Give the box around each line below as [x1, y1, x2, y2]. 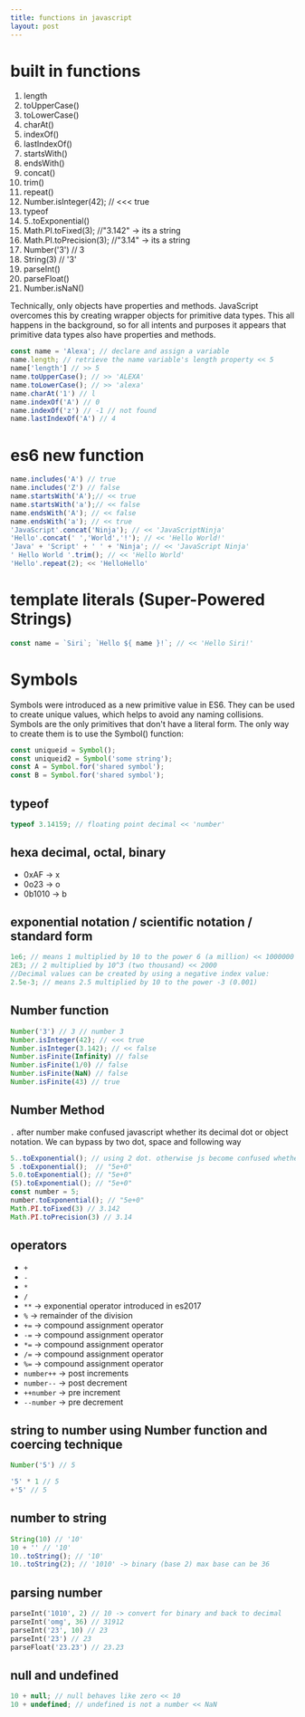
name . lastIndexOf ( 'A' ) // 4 [10, 414, 117, 424]
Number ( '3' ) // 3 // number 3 [10, 1027, 125, 1036]
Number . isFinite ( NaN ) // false [10, 1070, 129, 1079]
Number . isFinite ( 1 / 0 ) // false [10, 1060, 129, 1070]
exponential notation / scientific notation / [10, 915, 253, 930]
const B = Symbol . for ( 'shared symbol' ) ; [10, 771, 166, 780]
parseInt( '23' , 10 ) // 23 [10, 1626, 108, 1635]
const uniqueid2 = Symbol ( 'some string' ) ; [10, 753, 173, 763]
